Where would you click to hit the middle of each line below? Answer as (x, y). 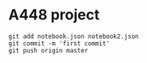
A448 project (54, 15)
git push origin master (48, 50)
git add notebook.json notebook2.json (73, 36)
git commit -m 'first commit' (59, 43)
